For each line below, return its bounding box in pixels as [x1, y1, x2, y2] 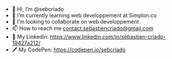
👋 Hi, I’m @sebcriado [11, 6, 64, 12]
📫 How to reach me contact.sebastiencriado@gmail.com [11, 25, 154, 32]
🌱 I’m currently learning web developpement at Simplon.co [11, 12, 157, 19]
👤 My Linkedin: [11, 33, 49, 40]
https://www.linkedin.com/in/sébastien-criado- [50, 33, 166, 40]
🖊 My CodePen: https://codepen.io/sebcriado [11, 46, 126, 53]
